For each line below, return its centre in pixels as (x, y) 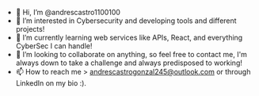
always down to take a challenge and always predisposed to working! (129, 63)
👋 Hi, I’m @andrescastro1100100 (68, 12)
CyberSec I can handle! (54, 46)
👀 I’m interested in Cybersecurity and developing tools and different (126, 21)
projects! (30, 29)
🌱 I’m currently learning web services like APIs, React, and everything (129, 37)
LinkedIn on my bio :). (51, 83)
